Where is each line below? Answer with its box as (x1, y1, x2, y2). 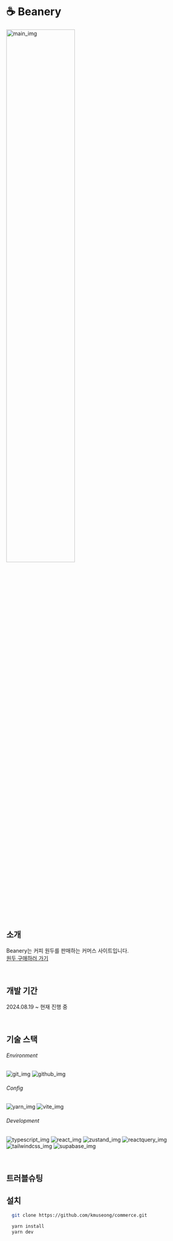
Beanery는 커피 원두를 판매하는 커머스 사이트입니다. (6, 947, 129, 954)
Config (6, 1084, 24, 1092)
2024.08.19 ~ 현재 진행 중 (6, 1003, 68, 1010)
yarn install (11, 1223, 45, 1229)
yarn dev (11, 1229, 34, 1235)
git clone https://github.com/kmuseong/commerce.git (11, 1212, 148, 1218)
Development (6, 1117, 40, 1124)
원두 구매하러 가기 (6, 954, 48, 962)
